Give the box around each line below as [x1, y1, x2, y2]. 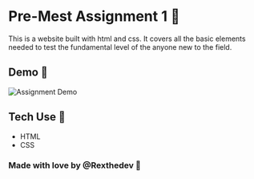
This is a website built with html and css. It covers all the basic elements [8, 34, 246, 43]
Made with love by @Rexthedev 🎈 [8, 160, 142, 171]
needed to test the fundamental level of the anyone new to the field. [8, 42, 232, 51]
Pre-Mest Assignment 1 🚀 [8, 7, 180, 26]
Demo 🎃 [8, 66, 48, 79]
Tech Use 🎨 [8, 110, 66, 124]
